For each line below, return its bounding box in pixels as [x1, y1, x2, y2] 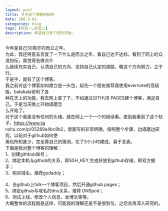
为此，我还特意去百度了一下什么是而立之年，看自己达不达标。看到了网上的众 [5, 51, 163, 57]
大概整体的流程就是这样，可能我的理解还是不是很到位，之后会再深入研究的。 [5, 200, 163, 206]
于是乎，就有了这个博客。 [5, 76, 58, 82]
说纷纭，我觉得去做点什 [5, 57, 53, 63]
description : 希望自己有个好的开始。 [5, 30, 75, 35]
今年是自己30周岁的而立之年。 [5, 45, 68, 50]
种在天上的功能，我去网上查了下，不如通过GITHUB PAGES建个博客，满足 [5, 95, 156, 100]
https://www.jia [14, 120, 45, 125]
